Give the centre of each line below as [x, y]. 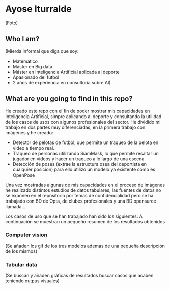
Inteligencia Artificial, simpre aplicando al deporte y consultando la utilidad [83, 116]
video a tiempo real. [33, 148]
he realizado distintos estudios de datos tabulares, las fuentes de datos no [83, 190]
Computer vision [26, 235]
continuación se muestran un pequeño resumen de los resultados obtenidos [85, 221]
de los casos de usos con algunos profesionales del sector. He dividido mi [83, 122]
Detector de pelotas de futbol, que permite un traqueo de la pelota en [86, 142]
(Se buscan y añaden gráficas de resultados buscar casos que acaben [79, 276]
